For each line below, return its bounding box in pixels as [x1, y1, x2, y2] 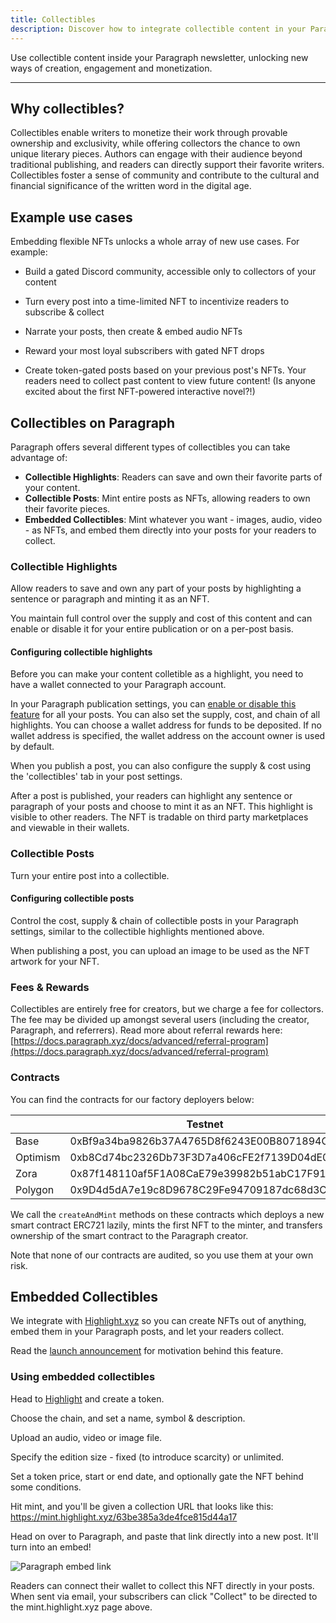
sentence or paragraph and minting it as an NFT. [10, 593, 210, 605]
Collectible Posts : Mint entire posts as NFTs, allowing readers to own [24, 492, 311, 504]
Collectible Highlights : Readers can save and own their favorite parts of [24, 471, 323, 483]
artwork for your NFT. [10, 955, 100, 967]
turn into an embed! [10, 1541, 92, 1553]
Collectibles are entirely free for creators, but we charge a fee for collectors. [10, 1003, 324, 1015]
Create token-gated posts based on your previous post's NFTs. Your [24, 364, 307, 376]
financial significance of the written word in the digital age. [10, 180, 252, 192]
